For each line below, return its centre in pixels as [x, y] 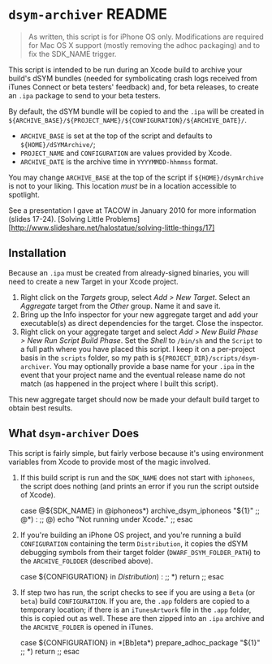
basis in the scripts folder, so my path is [88, 358]
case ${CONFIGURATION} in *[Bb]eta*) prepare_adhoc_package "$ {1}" [140, 642]
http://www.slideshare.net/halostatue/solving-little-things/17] [113, 228]
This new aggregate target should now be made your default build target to [134, 399]
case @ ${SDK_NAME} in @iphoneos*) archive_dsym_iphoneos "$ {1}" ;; [140, 510]
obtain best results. [41, 408]
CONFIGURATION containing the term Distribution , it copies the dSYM [134, 543]
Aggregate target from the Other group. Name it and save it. [120, 306]
